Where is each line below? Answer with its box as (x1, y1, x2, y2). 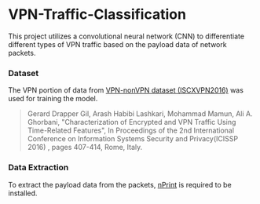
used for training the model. (8, 94, 98, 104)
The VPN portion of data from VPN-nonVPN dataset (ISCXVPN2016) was (8, 86, 244, 95)
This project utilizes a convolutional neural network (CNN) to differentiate (8, 31, 245, 41)
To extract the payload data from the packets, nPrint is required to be (8, 180, 232, 189)
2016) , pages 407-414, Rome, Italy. (27, 143, 143, 152)
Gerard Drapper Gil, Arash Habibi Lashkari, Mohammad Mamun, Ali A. (27, 109, 253, 118)
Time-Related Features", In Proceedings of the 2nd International (27, 126, 234, 135)
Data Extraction (8, 162, 69, 173)
